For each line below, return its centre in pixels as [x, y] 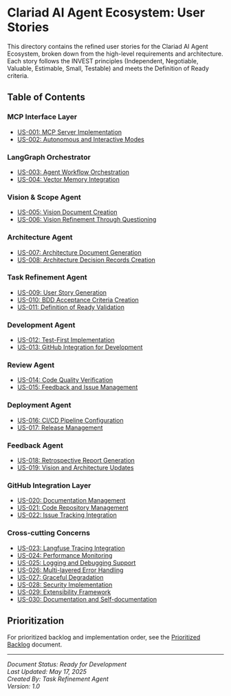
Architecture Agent [40, 238]
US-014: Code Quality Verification [65, 380]
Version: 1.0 [23, 686]
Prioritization [36, 621]
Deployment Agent [39, 405]
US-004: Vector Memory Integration [68, 179]
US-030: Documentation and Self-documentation [87, 599]
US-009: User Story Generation [62, 292]
